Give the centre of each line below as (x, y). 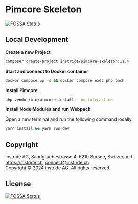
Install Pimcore (21, 90)
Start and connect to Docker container (47, 71)
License (18, 184)
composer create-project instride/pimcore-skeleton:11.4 (67, 61)
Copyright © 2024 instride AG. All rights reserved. (58, 168)
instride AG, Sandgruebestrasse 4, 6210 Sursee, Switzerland (69, 157)
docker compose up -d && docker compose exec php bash (65, 80)
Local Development (37, 40)
